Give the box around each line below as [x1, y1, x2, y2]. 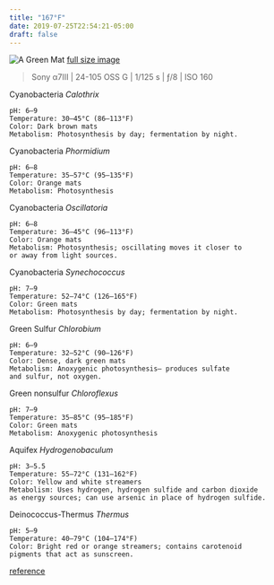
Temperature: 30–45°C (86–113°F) [9, 114, 134, 124]
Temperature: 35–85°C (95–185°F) [9, 414, 134, 423]
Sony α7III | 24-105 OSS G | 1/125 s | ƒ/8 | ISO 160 [30, 72, 213, 83]
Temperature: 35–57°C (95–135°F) [9, 171, 134, 180]
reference [9, 566, 46, 577]
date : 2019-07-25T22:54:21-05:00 [9, 22, 134, 31]
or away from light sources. [9, 251, 118, 260]
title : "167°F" [9, 13, 66, 22]
